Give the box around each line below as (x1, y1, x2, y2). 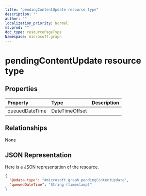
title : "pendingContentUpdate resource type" (5, 7, 98, 12)
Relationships (5, 124, 48, 132)
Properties (5, 85, 38, 93)
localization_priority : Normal (5, 20, 68, 26)
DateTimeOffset (51, 107, 87, 114)
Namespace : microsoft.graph (5, 35, 62, 39)
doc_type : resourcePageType (5, 30, 62, 35)
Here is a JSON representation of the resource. (5, 164, 99, 170)
